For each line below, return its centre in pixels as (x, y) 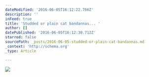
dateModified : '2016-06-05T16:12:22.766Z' (49, 10)
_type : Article (21, 51)
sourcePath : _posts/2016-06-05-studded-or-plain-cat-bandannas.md (75, 42)
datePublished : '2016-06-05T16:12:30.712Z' (51, 33)
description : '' (22, 14)
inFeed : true (19, 19)
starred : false (21, 38)
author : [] (16, 28)
